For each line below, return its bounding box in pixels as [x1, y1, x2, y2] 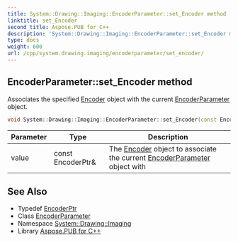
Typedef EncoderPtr [17, 204, 77, 213]
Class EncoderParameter [17, 212, 91, 220]
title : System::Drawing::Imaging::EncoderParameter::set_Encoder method [7, 10, 227, 18]
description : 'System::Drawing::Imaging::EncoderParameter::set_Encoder [7, 30, 227, 38]
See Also [7, 185, 47, 197]
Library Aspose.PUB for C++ [17, 227, 101, 236]
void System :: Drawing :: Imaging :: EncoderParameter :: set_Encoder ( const [7, 116, 217, 123]
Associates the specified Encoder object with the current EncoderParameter [7, 95, 230, 103]
